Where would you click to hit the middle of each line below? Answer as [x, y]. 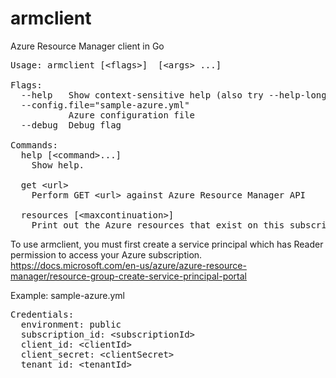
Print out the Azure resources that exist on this [158, 225]
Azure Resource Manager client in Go [87, 46]
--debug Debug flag [71, 125]
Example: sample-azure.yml [67, 295]
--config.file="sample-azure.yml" [105, 105]
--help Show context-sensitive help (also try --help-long [173, 95]
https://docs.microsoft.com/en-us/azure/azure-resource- [128, 265]
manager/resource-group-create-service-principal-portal [128, 276]
